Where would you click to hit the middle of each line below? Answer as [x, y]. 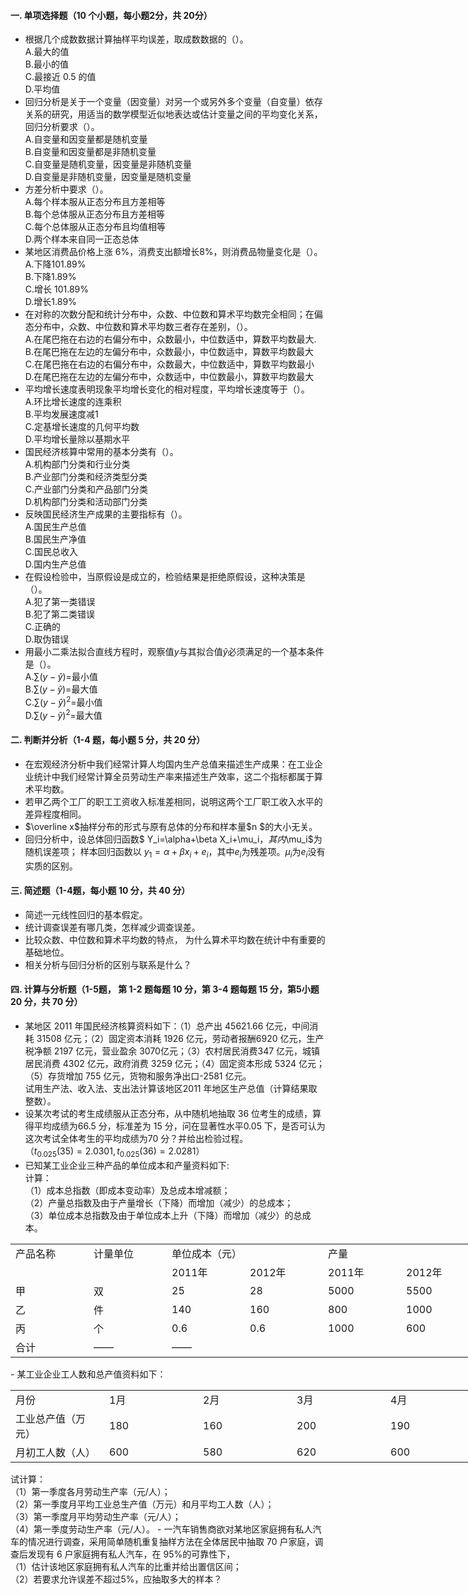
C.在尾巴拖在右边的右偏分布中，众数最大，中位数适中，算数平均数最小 [169, 364]
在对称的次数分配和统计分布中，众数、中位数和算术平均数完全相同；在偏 [173, 314]
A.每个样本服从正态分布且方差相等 [95, 202]
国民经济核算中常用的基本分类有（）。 [101, 452]
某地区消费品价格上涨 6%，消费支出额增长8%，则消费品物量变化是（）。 [173, 252]
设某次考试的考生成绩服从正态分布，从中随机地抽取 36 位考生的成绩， [168, 1113]
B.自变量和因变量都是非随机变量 [90, 152]
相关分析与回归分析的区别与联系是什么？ [108, 964]
